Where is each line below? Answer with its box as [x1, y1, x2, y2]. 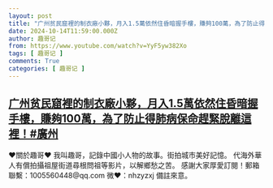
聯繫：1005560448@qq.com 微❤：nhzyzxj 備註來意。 [8, 170, 193, 180]
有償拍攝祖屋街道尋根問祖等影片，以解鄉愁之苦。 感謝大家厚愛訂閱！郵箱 [15, 160, 260, 170]
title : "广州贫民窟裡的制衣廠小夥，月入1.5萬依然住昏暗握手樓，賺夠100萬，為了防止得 [8, 19, 266, 28]
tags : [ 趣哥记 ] [8, 49, 63, 58]
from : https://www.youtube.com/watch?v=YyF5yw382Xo [8, 42, 187, 50]
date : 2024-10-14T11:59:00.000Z [8, 27, 118, 35]
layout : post [8, 11, 53, 20]
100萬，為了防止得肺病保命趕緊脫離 [61, 112, 241, 126]
